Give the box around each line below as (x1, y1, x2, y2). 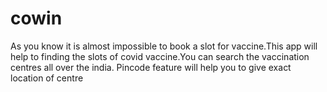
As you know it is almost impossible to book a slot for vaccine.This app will (10, 40, 318, 52)
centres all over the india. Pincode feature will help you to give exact (10, 61, 292, 73)
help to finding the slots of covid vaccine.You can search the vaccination (10, 50, 310, 62)
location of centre (10, 72, 84, 84)
